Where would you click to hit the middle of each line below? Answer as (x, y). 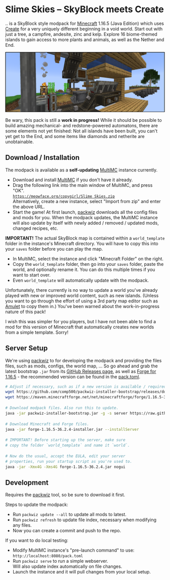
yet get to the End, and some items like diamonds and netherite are (75, 136)
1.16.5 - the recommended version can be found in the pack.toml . (73, 377)
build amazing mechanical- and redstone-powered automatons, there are (82, 125)
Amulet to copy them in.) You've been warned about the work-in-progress (82, 306)
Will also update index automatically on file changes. (67, 566)
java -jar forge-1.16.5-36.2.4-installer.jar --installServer (72, 429)
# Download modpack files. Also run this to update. (62, 408)
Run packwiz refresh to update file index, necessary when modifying (84, 520)
